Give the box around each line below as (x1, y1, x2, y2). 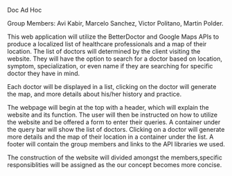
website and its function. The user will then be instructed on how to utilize (7, 110, 218, 119)
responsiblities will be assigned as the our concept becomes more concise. (7, 161, 222, 168)
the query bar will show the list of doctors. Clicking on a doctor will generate (7, 126, 225, 133)
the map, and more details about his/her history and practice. (7, 90, 182, 98)
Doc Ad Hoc (7, 6, 42, 14)
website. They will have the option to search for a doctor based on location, (7, 55, 223, 63)
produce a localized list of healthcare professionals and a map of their (7, 40, 207, 48)
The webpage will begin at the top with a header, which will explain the (7, 104, 209, 111)
